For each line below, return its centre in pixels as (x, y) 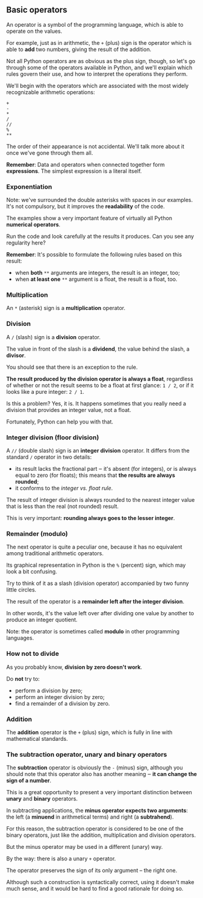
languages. (20, 638)
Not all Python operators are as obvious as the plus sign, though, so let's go (101, 61)
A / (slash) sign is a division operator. (54, 337)
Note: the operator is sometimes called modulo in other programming (93, 632)
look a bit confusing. (32, 572)
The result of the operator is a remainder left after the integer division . (95, 602)
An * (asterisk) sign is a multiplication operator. (66, 308)
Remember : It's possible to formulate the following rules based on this (94, 255)
